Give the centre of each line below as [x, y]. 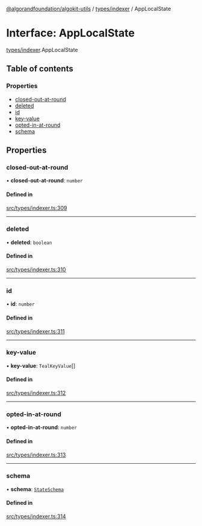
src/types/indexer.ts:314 [36, 516]
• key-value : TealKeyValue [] [41, 365]
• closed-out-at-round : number [44, 181]
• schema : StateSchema [35, 489]
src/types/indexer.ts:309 [37, 208]
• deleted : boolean [29, 242]
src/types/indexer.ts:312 [36, 393]
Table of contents [40, 69]
